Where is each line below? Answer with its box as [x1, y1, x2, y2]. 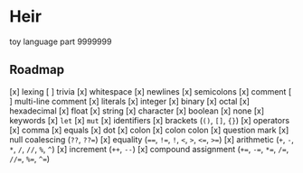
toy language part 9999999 [9, 36, 112, 47]
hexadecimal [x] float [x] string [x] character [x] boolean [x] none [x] [9, 105, 265, 116]
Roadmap [9, 62, 65, 77]
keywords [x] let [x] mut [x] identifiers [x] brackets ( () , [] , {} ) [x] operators [9, 114, 290, 125]
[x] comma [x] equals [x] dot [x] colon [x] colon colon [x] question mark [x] [9, 124, 289, 135]
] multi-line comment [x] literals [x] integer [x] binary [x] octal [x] [9, 96, 251, 106]
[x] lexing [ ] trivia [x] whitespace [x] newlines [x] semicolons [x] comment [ [9, 86, 292, 96]
